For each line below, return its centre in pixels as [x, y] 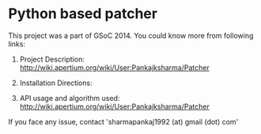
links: [17, 43]
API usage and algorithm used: [70, 98]
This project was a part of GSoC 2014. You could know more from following [131, 35]
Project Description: [52, 59]
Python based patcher [83, 14]
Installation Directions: [56, 83]
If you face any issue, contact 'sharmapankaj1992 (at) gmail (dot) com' [123, 121]
